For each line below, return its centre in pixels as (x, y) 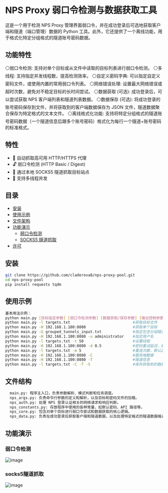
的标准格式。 (18, 127)
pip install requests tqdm (33, 284)
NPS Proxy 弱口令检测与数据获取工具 (81, 10)
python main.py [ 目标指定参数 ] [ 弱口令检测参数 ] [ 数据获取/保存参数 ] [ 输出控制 (81, 318)
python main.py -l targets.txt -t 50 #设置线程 (77, 341)
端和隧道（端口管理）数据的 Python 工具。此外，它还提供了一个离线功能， (82, 31)
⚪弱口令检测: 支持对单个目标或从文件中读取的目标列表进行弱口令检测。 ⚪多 (84, 68)
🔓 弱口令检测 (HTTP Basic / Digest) (49, 164)
